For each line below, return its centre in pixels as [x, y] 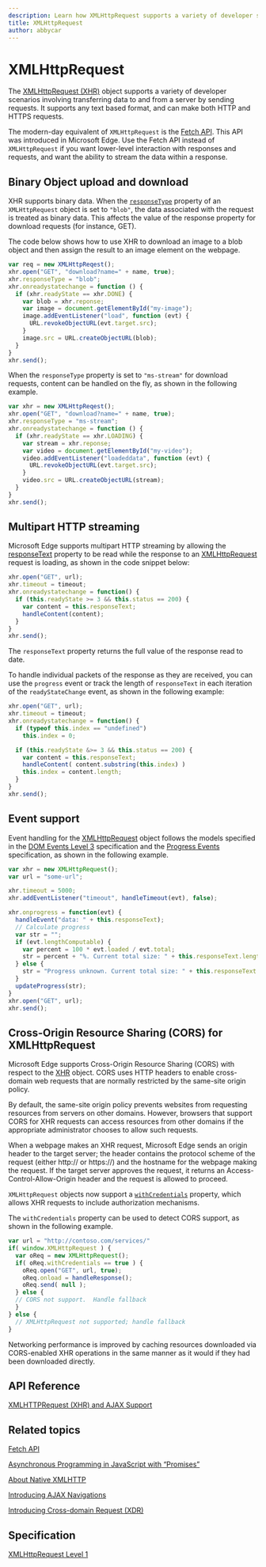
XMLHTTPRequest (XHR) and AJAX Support [80, 1405]
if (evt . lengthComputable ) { [63, 942]
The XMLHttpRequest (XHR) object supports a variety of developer [118, 91]
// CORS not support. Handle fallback [81, 1300]
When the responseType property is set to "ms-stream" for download [118, 375]
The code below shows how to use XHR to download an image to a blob [125, 241]
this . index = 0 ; [49, 736]
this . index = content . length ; [72, 772]
